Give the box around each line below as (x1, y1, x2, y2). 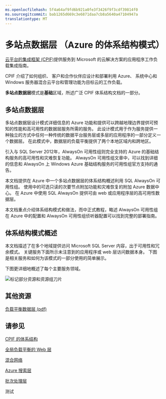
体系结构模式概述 (5, 229, 57, 237)
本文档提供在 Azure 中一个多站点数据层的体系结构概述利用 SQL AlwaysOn (5, 178, 155, 184)
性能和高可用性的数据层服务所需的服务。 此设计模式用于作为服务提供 (13, 126, 154, 132)
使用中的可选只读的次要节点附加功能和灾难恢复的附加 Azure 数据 (23, 184, 155, 190)
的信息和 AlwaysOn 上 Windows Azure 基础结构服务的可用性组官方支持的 (5, 161, 154, 167)
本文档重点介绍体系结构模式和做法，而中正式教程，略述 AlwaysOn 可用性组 (5, 207, 158, 213)
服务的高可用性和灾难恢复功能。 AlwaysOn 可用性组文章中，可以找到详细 (9, 155, 158, 161)
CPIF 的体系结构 (5, 336, 38, 342)
